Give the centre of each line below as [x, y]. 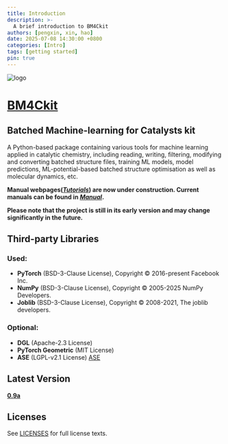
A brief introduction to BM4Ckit [61, 26]
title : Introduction [37, 13]
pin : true [21, 58]
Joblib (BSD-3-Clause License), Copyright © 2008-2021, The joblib [113, 303]
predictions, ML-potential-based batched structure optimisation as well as [111, 169]
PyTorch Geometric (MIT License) [65, 350]
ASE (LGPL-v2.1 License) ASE [59, 357]
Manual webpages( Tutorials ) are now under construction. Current [103, 189]
